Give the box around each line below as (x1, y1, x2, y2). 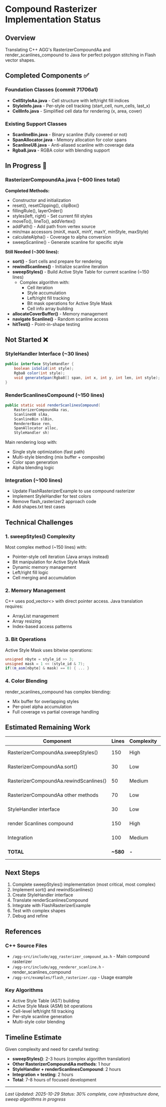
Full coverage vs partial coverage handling (12, 709, 99, 714)
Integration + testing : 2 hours (12, 1071, 74, 1077)
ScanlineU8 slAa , (14, 412, 50, 417)
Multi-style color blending (12, 1019, 65, 1025)
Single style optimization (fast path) (12, 449, 85, 455)
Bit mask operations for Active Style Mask (27, 300, 113, 306)
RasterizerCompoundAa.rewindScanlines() (7, 778, 107, 785)
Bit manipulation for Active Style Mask (12, 559, 90, 565)
